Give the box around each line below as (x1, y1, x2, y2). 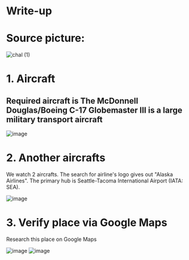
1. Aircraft (6, 72, 56, 86)
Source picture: (6, 32, 85, 45)
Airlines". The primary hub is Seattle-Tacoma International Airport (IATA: (6, 177, 184, 184)
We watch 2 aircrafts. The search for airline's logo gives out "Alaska (6, 171, 173, 178)
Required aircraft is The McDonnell (6, 95, 139, 106)
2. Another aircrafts (6, 151, 106, 165)
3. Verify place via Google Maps (6, 216, 167, 230)
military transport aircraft (6, 114, 103, 125)
